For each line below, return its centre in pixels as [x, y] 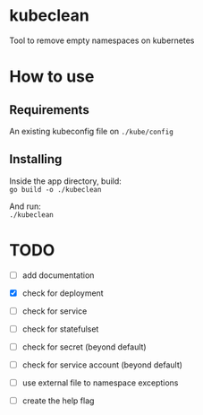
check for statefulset [60, 329]
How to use [52, 77]
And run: [25, 206]
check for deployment [63, 293]
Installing [36, 159]
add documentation [58, 275]
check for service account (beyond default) [102, 365]
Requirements [49, 110]
